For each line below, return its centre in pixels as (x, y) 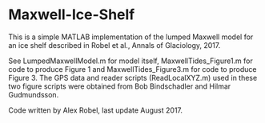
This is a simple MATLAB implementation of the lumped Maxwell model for (131, 37)
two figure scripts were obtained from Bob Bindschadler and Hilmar (120, 86)
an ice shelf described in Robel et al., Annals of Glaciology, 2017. (114, 45)
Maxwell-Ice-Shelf (72, 15)
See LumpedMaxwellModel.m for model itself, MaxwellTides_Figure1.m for (131, 61)
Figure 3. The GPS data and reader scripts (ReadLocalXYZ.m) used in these (133, 77)
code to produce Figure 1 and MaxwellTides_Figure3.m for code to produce (132, 69)
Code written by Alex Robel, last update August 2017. (95, 110)
